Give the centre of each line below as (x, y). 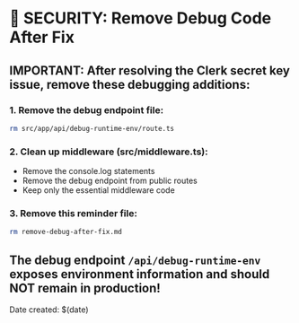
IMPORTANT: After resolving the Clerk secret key (149, 70)
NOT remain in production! (85, 288)
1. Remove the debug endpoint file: (87, 109)
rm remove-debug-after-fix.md (66, 232)
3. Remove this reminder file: (73, 213)
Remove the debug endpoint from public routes (110, 181)
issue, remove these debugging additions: (130, 84)
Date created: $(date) (49, 310)
